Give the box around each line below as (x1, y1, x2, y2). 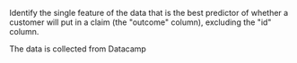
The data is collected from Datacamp (9, 43, 146, 54)
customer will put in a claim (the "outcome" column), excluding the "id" (9, 17, 272, 28)
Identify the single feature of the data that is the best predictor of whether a (9, 8, 289, 18)
